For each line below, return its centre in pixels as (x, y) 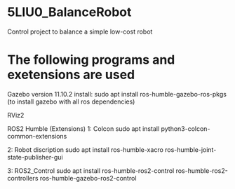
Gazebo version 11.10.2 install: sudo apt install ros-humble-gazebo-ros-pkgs (117, 94)
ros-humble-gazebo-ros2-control (88, 178)
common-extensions (37, 136)
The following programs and (91, 60)
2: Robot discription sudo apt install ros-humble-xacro (85, 149)
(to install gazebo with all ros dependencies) (71, 101)
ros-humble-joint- (190, 149)
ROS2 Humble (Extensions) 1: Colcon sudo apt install (83, 128)
